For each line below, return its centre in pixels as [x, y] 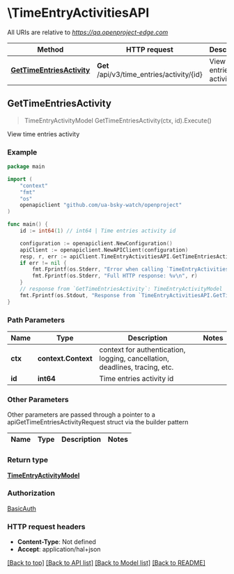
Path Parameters [36, 320]
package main [26, 167]
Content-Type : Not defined [56, 542]
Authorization [31, 493]
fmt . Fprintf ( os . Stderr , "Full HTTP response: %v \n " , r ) [115, 276]
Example [22, 152]
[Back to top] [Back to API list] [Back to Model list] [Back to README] [106, 563]
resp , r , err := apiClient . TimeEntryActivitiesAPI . [96, 257]
